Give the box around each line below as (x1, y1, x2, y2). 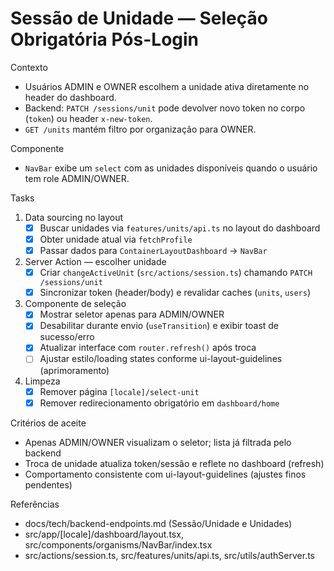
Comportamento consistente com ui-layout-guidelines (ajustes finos (24, 468, 307, 480)
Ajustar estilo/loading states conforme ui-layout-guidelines (39, 353, 283, 365)
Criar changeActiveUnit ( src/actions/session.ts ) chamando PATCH (39, 267, 313, 279)
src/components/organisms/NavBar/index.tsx (24, 538, 213, 551)
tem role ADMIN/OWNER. (24, 172, 130, 184)
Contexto (10, 61, 48, 73)
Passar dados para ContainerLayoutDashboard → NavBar (39, 245, 268, 257)
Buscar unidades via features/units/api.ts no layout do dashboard (39, 222, 321, 234)
